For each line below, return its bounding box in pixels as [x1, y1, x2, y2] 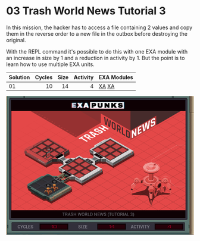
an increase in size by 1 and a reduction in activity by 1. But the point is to [6, 54, 185, 61]
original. [6, 36, 26, 43]
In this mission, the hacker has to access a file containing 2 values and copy [6, 24, 193, 31]
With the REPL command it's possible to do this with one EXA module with [6, 48, 188, 55]
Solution [8, 74, 30, 81]
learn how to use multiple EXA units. [6, 61, 95, 68]
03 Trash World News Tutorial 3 [6, 4, 166, 18]
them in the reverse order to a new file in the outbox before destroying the [6, 30, 187, 37]
